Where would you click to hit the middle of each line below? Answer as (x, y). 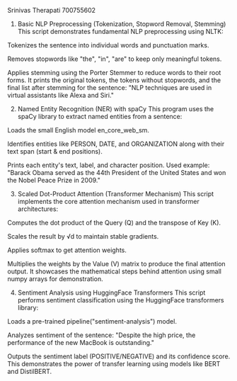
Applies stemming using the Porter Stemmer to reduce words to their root (114, 73)
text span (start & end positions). (55, 151)
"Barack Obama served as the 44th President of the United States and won (117, 172)
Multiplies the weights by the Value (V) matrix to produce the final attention (116, 264)
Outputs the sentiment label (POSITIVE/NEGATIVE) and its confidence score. (119, 356)
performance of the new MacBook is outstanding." (81, 342)
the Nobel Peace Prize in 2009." (54, 180)
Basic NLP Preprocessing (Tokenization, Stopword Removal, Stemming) (122, 24)
